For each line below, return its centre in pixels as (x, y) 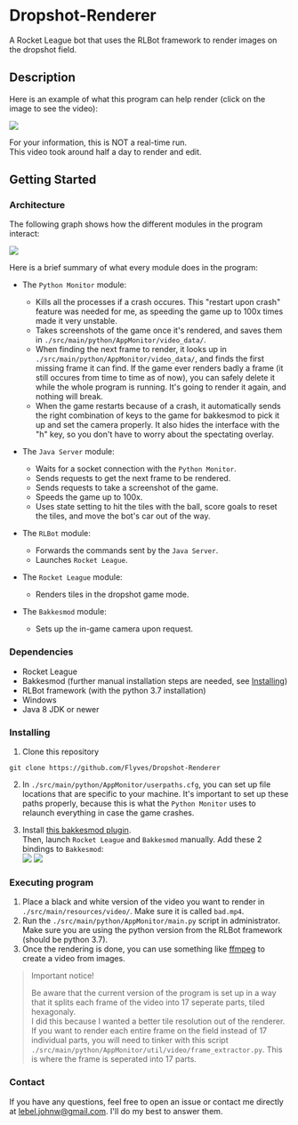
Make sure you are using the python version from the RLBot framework (152, 930)
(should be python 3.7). (65, 940)
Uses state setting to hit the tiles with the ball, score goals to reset (156, 507)
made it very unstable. (76, 321)
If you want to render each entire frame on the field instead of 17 (149, 1031)
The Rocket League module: (72, 577)
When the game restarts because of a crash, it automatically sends (158, 406)
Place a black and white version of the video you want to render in (143, 902)
